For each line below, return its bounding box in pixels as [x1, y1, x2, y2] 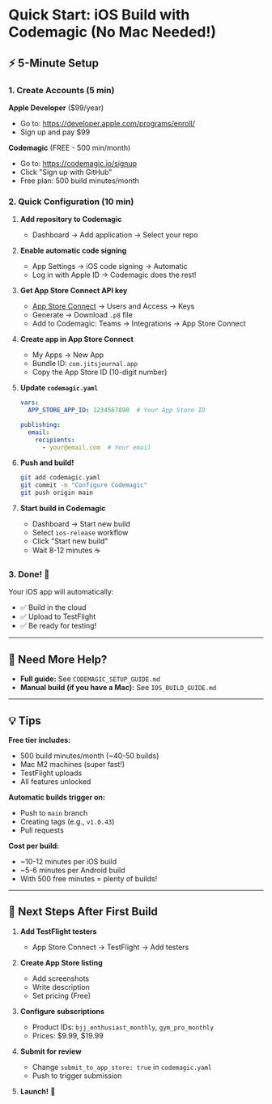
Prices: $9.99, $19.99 [32, 1030, 104, 1040]
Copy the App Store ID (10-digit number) [32, 367, 168, 377]
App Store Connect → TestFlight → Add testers [32, 942, 189, 952]
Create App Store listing [19, 957, 103, 967]
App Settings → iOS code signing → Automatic [32, 262, 188, 271]
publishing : [19, 420, 61, 428]
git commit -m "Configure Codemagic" [19, 481, 148, 489]
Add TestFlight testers [19, 926, 97, 936]
